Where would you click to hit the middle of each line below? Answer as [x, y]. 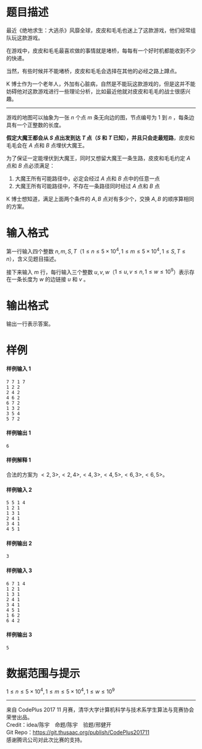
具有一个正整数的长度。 [35, 125]
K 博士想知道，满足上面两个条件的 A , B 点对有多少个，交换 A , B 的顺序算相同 [100, 199]
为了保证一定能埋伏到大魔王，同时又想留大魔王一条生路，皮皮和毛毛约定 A [98, 158]
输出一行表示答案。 [30, 324]
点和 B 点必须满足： [31, 165]
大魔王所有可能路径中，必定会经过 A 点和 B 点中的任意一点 [87, 178]
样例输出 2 [19, 543]
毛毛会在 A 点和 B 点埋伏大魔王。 [47, 145]
